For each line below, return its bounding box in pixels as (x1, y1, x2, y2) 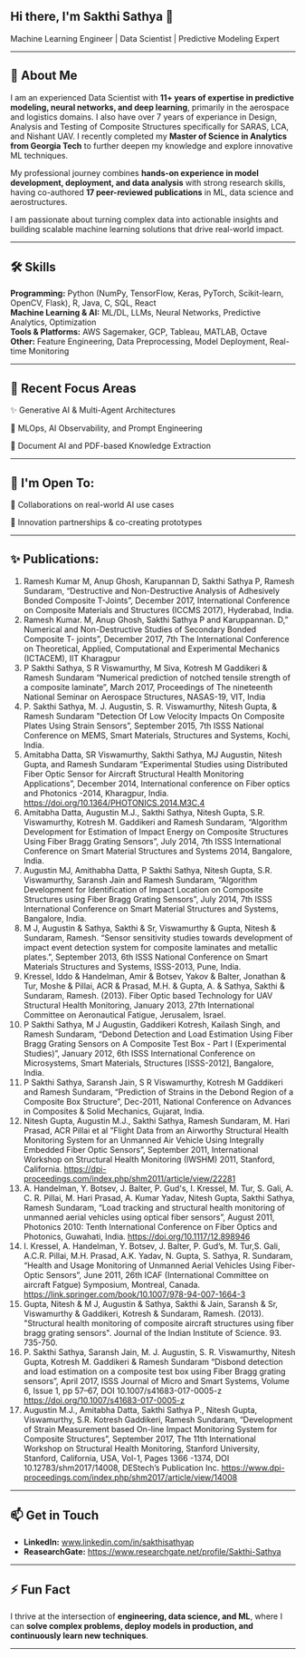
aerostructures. (10, 196, 68, 207)
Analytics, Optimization (10, 317, 97, 327)
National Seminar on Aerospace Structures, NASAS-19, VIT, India (23, 691, 266, 702)
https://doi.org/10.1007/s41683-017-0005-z (23, 1394, 185, 1406)
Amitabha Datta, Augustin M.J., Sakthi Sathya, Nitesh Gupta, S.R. (23, 806, 265, 817)
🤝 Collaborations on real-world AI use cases (10, 500, 175, 511)
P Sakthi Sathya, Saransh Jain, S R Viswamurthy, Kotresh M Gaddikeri (23, 1077, 283, 1087)
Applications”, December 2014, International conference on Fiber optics (23, 777, 291, 789)
